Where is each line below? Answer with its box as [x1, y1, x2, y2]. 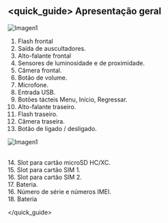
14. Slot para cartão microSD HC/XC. [8, 158, 111, 167]
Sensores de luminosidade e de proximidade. [17, 58, 145, 67]
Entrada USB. [17, 88, 56, 96]
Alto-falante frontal [17, 51, 72, 60]
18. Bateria [8, 195, 38, 203]
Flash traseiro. [17, 110, 59, 118]
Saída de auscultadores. [17, 44, 86, 52]
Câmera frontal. [17, 66, 62, 74]
